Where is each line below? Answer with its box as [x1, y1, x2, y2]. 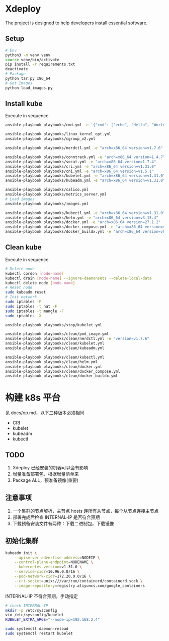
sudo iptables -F [5, 299, 42, 304]
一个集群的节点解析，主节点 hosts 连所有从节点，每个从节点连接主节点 [12, 508, 159, 514]
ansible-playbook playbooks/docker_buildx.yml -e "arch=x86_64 [5, 229, 141, 234]
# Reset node [5, 285, 33, 290]
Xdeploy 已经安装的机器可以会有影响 [12, 465, 89, 470]
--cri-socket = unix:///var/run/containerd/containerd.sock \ [14, 578, 143, 583]
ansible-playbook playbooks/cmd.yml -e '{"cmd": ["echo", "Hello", [5, 122, 150, 128]
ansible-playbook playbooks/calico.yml [5, 187, 89, 192]
